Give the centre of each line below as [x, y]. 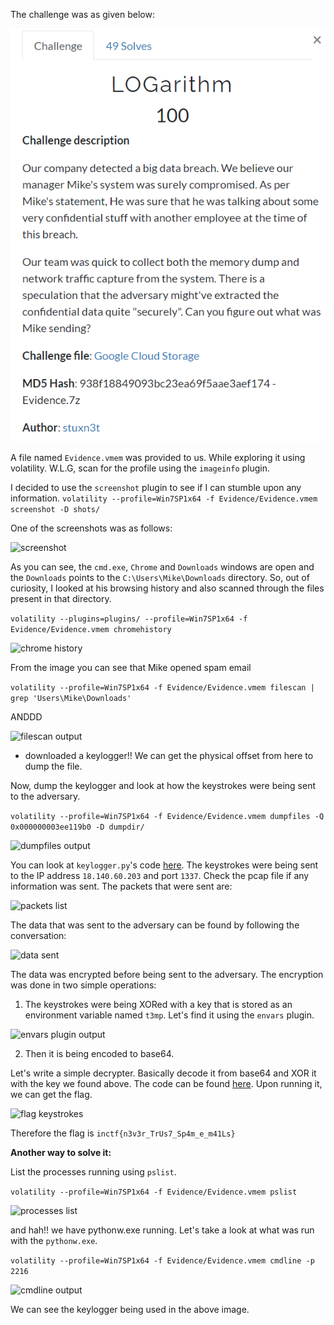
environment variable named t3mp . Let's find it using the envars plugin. [169, 1015]
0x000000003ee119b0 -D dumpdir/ [77, 827]
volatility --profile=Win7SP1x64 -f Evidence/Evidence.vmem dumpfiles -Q [167, 817]
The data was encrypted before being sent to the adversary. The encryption [167, 975]
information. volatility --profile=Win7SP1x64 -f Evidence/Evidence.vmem [164, 498]
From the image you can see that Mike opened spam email [131, 668]
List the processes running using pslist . [93, 1172]
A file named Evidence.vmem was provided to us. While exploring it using [158, 458]
